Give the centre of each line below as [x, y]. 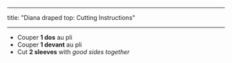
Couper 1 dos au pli [45, 37]
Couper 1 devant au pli [49, 45]
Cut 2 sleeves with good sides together [73, 52]
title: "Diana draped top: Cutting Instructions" [71, 17]
